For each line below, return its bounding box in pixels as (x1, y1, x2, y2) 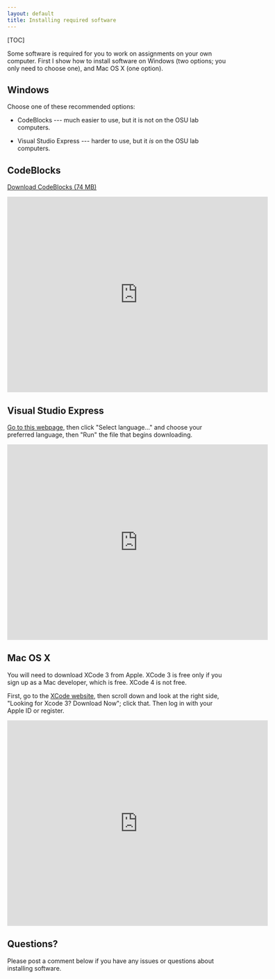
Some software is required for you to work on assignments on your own (7, 49, 212, 58)
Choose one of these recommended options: (7, 102, 135, 111)
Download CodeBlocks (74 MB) (7, 183, 97, 191)
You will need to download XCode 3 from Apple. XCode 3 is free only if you (7, 670, 222, 679)
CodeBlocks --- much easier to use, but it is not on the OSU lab (17, 116, 199, 124)
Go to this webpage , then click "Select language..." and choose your (7, 423, 203, 431)
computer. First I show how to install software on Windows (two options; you (7, 56, 226, 65)
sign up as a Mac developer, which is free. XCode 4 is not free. (7, 678, 187, 686)
